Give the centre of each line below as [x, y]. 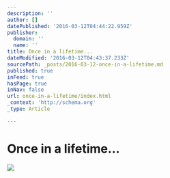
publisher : [23, 33]
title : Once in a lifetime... [50, 52]
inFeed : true [26, 77]
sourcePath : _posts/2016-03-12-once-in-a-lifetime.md [85, 64]
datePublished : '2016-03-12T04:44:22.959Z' [70, 26]
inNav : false [26, 90]
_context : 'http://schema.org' [52, 103]
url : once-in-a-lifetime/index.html [59, 97]
